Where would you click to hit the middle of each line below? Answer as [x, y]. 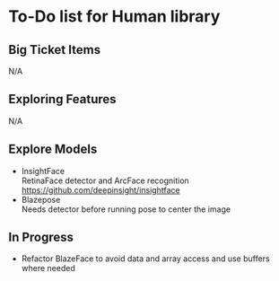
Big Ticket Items [54, 50]
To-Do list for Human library [114, 17]
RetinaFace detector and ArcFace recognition [105, 180]
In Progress [41, 237]
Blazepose [41, 199]
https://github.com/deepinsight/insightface [100, 189]
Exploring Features [63, 99]
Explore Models [53, 149]
